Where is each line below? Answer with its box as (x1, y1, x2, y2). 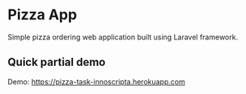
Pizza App (7, 6, 78, 24)
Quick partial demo (7, 55, 106, 69)
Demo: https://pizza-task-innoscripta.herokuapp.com (7, 76, 185, 86)
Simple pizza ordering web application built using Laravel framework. (7, 32, 239, 42)
